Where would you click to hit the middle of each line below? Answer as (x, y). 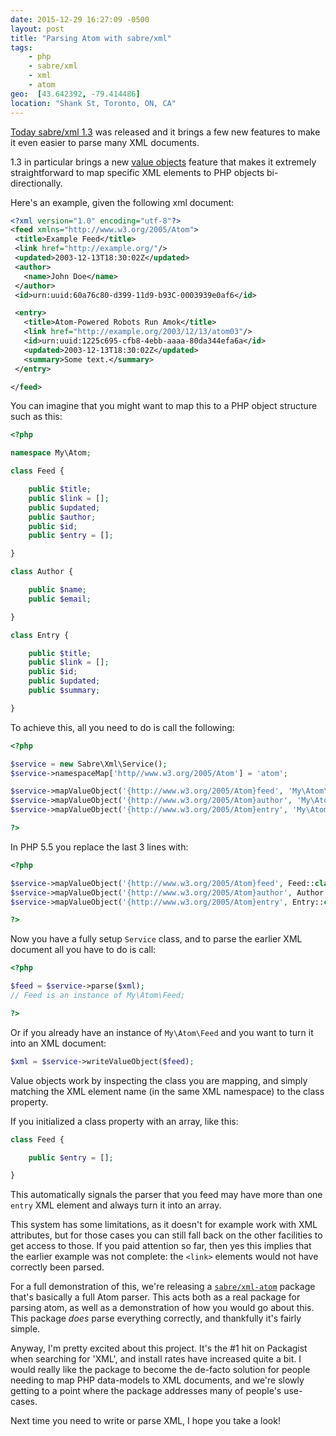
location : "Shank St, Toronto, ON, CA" (93, 103)
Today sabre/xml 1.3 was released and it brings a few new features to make (165, 132)
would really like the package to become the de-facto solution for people (160, 1370)
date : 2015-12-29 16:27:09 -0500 (80, 19)
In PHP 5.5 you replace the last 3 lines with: (99, 847)
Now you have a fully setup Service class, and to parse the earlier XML (156, 939)
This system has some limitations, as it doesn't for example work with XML (164, 1225)
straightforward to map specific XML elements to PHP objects (137, 172)
